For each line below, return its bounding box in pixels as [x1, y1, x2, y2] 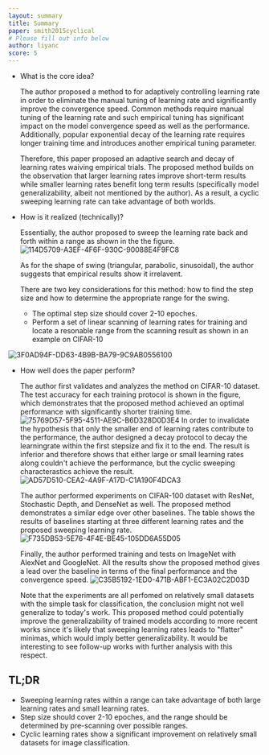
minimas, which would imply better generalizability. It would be [19, 633, 228, 642]
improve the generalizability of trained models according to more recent [19, 617, 259, 625]
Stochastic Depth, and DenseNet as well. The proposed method [19, 500, 231, 509]
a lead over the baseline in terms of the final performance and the [19, 567, 238, 576]
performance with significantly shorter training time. [19, 407, 193, 416]
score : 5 [8, 49, 38, 57]
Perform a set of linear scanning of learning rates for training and [31, 317, 247, 327]
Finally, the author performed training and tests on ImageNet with [19, 549, 237, 559]
